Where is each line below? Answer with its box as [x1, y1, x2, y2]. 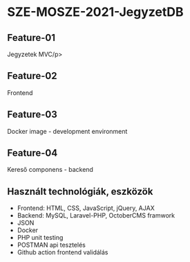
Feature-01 [7, 32, 55, 44]
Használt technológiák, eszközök [7, 185, 153, 198]
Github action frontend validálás [17, 248, 108, 256]
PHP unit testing [17, 234, 64, 242]
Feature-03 [7, 109, 57, 121]
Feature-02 [7, 70, 57, 82]
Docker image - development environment [7, 127, 128, 135]
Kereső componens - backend [7, 166, 93, 174]
